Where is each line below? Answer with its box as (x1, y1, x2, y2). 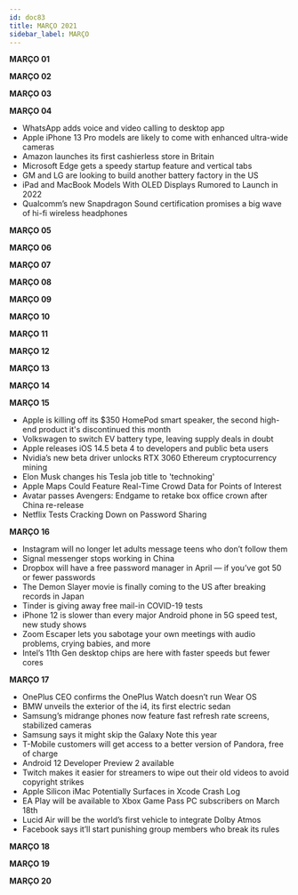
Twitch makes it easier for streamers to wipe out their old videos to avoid (21, 767, 289, 778)
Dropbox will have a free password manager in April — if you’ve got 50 (21, 562, 282, 574)
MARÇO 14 (9, 380, 51, 391)
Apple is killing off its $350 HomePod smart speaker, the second (21, 415, 259, 425)
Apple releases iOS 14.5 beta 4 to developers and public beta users (21, 443, 269, 454)
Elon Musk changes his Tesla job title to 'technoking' (21, 472, 215, 482)
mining (21, 462, 47, 472)
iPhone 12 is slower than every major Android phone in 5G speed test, (21, 610, 278, 621)
